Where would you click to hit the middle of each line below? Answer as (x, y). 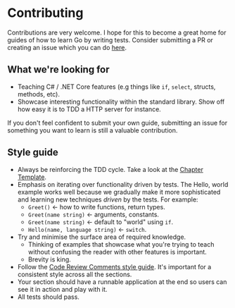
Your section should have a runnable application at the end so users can (122, 282)
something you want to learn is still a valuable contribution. (93, 130)
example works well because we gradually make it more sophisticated (119, 192)
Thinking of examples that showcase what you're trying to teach (121, 244)
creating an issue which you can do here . (67, 47)
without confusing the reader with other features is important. (118, 252)
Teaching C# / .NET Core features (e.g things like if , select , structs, (116, 87)
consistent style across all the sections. (75, 274)
